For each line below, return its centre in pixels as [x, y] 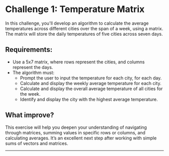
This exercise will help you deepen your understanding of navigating [76, 127]
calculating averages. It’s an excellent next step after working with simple [81, 138]
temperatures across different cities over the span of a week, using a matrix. [84, 28]
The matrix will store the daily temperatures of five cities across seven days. [84, 34]
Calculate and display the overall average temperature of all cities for [91, 89]
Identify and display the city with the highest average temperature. [89, 99]
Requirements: [29, 50]
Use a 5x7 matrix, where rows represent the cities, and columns [78, 62]
